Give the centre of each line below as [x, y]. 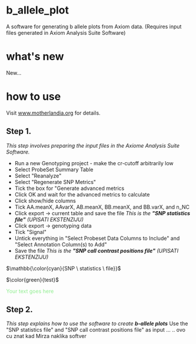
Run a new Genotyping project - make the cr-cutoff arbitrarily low [94, 163]
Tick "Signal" [31, 232]
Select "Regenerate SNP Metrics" [55, 182]
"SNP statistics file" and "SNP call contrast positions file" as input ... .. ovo [96, 330]
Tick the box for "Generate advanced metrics [69, 188]
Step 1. [19, 131]
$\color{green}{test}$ [32, 279]
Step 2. [20, 310]
